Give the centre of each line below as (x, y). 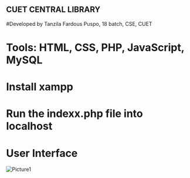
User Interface (42, 153)
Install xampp (40, 87)
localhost (29, 126)
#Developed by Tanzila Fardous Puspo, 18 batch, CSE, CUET (79, 23)
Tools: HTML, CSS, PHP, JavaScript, (95, 48)
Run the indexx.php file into (74, 114)
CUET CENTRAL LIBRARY (53, 10)
